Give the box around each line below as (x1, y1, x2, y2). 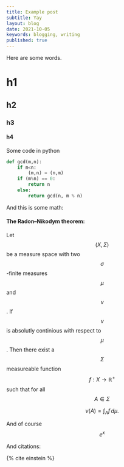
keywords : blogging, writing (6, 32, 80, 38)
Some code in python (6, 147, 60, 154)
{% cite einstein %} (6, 455, 55, 462)
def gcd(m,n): (6, 158, 43, 165)
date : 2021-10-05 (6, 26, 50, 32)
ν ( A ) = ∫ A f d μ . (84, 407, 120, 416)
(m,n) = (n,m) (28, 170, 64, 176)
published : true (6, 37, 47, 43)
